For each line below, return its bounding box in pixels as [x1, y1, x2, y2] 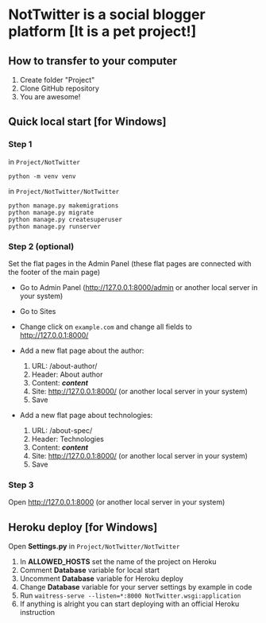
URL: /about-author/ [31, 361, 98, 370]
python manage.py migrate [8, 208, 94, 216]
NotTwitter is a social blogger [8, 6, 206, 24]
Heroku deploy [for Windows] [8, 520, 158, 534]
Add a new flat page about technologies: [19, 410, 153, 420]
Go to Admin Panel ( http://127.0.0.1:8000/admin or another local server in [19, 282, 258, 292]
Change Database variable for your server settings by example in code [19, 582, 253, 592]
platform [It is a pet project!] [8, 22, 197, 41]
